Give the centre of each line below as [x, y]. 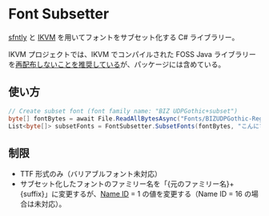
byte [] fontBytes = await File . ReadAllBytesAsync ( [94, 118]
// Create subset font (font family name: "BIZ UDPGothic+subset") [123, 111]
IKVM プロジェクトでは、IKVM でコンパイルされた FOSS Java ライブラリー [132, 54]
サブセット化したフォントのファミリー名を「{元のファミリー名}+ [127, 184]
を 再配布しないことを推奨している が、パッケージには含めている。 [117, 64]
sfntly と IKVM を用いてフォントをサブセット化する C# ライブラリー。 [124, 37]
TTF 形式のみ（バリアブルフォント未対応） [91, 174]
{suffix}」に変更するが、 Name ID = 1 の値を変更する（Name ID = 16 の [136, 194]
